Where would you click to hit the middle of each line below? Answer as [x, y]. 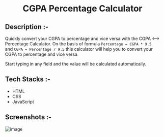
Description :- [27, 27]
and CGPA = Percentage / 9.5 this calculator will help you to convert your [79, 49]
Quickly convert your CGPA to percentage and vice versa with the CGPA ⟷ [82, 38]
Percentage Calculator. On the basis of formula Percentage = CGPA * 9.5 [79, 44]
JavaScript [23, 102]
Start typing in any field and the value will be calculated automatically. [76, 64]
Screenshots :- [28, 117]
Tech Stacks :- [28, 79]
